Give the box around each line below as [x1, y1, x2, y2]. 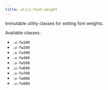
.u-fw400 [12, 55, 30, 60]
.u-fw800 [12, 76, 30, 81]
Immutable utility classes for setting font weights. [5, 20, 104, 26]
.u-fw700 [12, 71, 30, 75]
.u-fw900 [12, 81, 30, 86]
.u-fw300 [12, 50, 30, 55]
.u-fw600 [12, 66, 30, 71]
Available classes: [5, 30, 41, 35]
